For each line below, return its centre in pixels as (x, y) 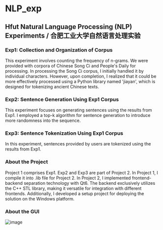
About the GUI (22, 211)
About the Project (27, 162)
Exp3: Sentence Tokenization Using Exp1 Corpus (64, 133)
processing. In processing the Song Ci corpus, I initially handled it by (74, 71)
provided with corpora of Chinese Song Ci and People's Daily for (70, 66)
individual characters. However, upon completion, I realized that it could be (81, 76)
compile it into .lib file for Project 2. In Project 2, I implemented (68, 178)
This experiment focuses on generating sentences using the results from (79, 110)
